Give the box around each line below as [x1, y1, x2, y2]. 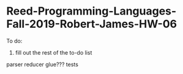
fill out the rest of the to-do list [15, 49, 92, 56]
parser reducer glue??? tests [6, 61, 78, 68]
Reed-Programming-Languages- [6, 4, 177, 18]
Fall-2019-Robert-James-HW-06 [6, 17, 177, 31]
